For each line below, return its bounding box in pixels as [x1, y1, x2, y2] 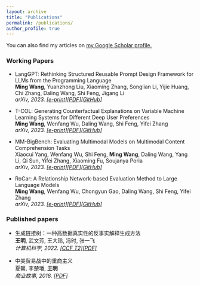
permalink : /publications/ [6, 20, 73, 26]
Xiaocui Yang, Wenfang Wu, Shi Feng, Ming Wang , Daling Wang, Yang [14, 151, 188, 158]
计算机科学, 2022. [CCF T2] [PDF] [14, 244, 97, 252]
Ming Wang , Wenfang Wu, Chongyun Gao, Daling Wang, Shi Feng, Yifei [14, 188, 191, 195]
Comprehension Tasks [14, 144, 70, 151]
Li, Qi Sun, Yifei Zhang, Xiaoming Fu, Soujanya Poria [14, 157, 143, 164]
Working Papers [6, 57, 54, 65]
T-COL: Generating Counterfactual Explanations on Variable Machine [14, 107, 184, 114]
